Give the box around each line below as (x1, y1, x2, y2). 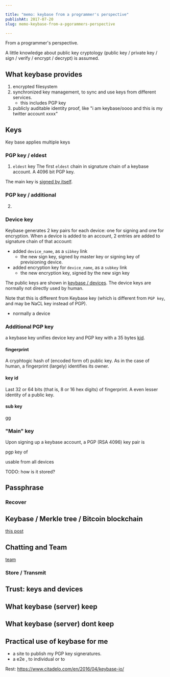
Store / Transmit (5, 569, 46, 576)
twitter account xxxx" (12, 111, 58, 117)
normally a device (12, 310, 51, 317)
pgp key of (5, 449, 28, 455)
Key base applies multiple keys (5, 139, 70, 145)
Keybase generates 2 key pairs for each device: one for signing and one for (5, 227, 164, 233)
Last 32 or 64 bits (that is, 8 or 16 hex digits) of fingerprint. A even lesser (5, 386, 158, 392)
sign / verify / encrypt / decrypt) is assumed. (5, 55, 100, 61)
